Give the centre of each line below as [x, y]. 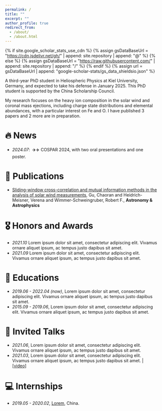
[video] [19, 366]
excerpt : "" [17, 18]
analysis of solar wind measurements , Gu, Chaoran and [67, 195]
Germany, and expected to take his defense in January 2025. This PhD [75, 86]
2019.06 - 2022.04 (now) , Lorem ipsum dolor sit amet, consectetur [79, 291]
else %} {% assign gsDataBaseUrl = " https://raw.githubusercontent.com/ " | [80, 61]
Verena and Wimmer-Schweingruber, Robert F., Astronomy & [92, 200]
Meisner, [21, 200]
